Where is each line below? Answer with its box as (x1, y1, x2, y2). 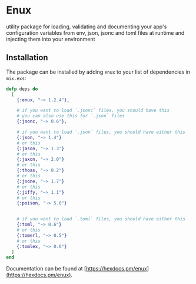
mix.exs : (6, 74, 26, 81)
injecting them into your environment (6, 35, 95, 42)
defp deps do (6, 86, 38, 92)
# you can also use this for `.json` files (16, 113, 125, 119)
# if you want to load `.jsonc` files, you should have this (16, 107, 170, 114)
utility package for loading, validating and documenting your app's (6, 23, 167, 30)
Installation (6, 52, 48, 62)
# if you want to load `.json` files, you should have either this (16, 129, 185, 135)
